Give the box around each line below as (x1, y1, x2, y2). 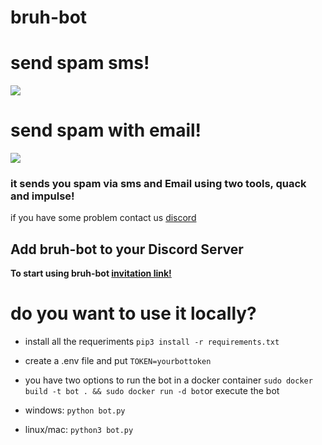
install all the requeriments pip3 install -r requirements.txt (24, 336, 280, 348)
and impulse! (10, 189, 75, 203)
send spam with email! (10, 119, 202, 142)
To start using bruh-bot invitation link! (10, 267, 172, 280)
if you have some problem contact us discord (10, 212, 197, 224)
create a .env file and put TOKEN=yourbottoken (24, 355, 212, 367)
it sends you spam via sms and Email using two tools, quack (10, 176, 307, 190)
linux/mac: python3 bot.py (24, 424, 134, 436)
